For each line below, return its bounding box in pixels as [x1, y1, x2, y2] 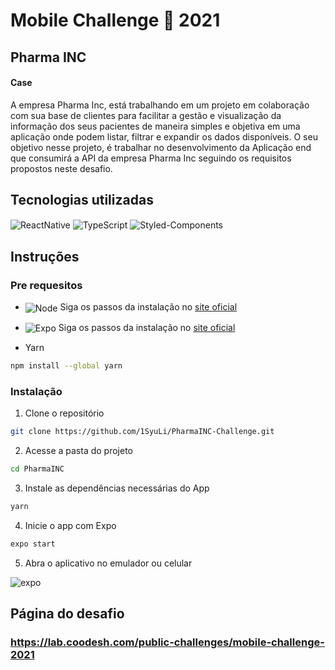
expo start [10, 539, 56, 549]
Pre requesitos [10, 278, 83, 292]
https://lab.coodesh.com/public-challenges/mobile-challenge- [10, 635, 325, 649]
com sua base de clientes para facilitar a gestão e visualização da [10, 109, 282, 121]
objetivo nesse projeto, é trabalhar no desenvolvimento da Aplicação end [10, 141, 312, 153]
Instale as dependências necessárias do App [24, 482, 210, 494]
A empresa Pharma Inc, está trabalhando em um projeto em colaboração [10, 99, 310, 111]
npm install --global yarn [10, 361, 123, 371]
